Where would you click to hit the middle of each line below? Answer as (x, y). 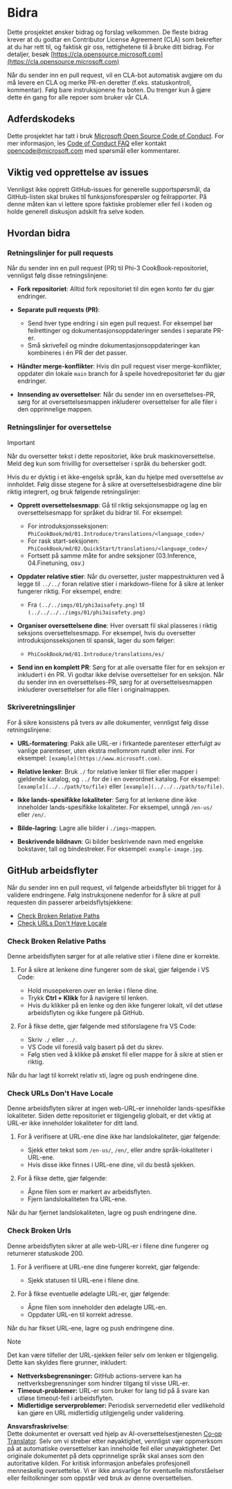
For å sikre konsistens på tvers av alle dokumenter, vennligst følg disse (108, 722)
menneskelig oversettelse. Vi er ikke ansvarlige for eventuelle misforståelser (116, 1470)
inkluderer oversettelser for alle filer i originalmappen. (94, 689)
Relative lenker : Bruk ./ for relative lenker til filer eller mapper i (107, 771)
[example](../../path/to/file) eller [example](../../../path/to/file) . (121, 786)
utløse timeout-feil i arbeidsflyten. (65, 1398)
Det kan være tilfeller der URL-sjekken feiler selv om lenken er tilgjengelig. (113, 1355)
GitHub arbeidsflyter (53, 871)
